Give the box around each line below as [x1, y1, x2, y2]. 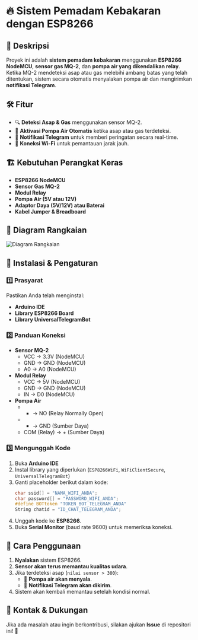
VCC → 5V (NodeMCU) [23, 378, 81, 386]
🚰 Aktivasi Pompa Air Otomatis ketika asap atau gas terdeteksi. [14, 127, 171, 134]
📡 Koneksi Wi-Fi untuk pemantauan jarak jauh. [14, 139, 129, 147]
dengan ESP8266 [6, 17, 94, 31]
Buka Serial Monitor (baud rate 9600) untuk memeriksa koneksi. [14, 524, 173, 531]
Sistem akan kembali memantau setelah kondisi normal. [14, 588, 151, 596]
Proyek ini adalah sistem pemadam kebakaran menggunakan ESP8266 [6, 56, 182, 63]
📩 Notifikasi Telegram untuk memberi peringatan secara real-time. [14, 133, 178, 141]
